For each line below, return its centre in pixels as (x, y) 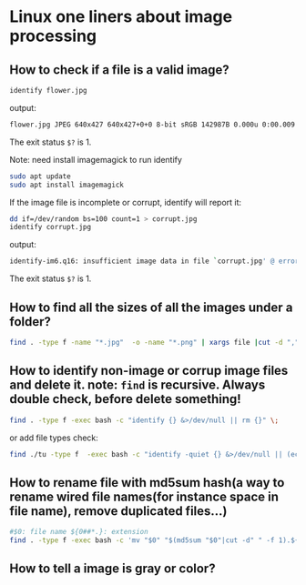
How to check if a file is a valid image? (119, 70)
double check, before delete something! (125, 399)
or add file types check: (54, 438)
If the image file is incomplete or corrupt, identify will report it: (126, 202)
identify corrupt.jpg (51, 227)
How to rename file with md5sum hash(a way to (147, 483)
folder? (31, 322)
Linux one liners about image (121, 17)
